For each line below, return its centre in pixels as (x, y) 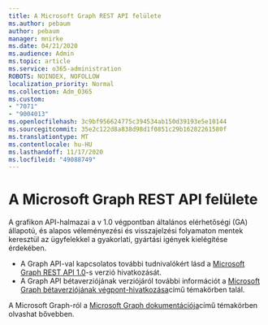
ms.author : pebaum (39, 24)
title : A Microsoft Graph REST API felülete (85, 16)
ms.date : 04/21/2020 (43, 46)
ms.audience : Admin (41, 54)
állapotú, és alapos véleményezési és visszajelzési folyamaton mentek (126, 231)
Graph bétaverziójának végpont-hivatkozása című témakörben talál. (132, 290)
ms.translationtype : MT (49, 136)
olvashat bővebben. (41, 314)
